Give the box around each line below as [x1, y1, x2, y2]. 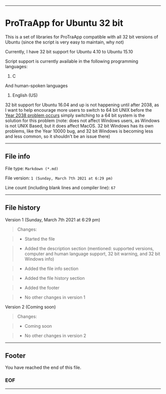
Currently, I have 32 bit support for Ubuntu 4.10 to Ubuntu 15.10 [5, 48, 133, 54]
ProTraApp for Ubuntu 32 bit [5, 18, 124, 29]
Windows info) [24, 256, 54, 262]
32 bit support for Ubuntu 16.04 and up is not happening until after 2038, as [5, 102, 159, 108]
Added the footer [24, 285, 60, 291]
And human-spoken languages [5, 83, 68, 88]
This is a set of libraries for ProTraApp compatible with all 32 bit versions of [5, 34, 159, 40]
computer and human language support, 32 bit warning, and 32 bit [24, 251, 161, 257]
